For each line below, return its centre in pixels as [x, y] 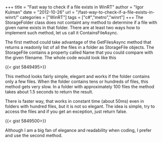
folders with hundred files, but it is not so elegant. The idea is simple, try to [80, 106]
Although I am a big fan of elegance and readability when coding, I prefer [78, 130]
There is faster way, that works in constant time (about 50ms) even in [75, 101]
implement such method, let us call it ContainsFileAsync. [62, 33]
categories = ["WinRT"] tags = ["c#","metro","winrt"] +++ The [81, 17]
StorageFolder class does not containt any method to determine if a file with [81, 22]
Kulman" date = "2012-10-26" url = [40, 12]
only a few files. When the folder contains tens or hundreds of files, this [77, 81]
